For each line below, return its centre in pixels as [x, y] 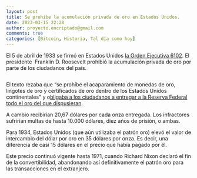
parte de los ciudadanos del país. [46, 68]
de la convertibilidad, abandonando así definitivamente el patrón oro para [95, 162]
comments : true [25, 33]
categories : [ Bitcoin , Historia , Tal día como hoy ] [71, 39]
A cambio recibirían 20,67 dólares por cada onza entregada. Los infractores [98, 115]
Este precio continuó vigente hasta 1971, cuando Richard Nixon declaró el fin [98, 156]
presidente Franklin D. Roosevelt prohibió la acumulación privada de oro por [99, 62]
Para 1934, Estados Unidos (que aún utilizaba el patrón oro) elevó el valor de [99, 132]
